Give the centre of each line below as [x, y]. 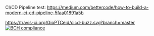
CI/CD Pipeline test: [26, 7]
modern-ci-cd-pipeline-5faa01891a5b [45, 13]
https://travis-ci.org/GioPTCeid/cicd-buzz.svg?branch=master [70, 23]
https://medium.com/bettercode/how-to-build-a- [98, 7]
